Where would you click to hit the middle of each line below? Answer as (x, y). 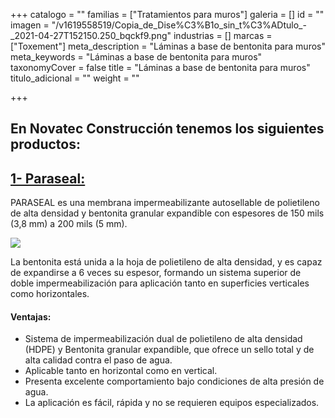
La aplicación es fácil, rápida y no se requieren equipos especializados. (172, 403)
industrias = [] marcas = (223, 35)
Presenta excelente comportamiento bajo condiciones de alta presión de (174, 381)
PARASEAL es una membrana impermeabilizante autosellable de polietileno (165, 203)
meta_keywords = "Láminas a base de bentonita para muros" (136, 57)
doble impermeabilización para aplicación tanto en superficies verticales (160, 283)
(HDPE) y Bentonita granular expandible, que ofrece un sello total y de (169, 350)
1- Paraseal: (48, 178)
